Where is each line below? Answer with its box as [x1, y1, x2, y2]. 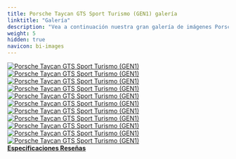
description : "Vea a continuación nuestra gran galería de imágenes [7, 23, 212, 30]
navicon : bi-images [7, 43, 65, 50]
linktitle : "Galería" [7, 17, 71, 24]
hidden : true [7, 36, 46, 43]
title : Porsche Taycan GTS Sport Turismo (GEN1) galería [7, 10, 178, 18]
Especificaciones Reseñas [7, 144, 86, 152]
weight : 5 [7, 29, 37, 37]
